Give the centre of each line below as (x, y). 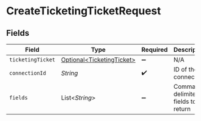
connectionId (28, 73)
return (182, 109)
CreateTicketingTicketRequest (84, 11)
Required (155, 50)
